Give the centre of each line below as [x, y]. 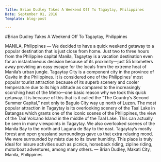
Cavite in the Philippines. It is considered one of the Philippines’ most [74, 77]
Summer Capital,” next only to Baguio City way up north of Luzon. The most [81, 103]
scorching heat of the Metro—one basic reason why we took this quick [76, 92]
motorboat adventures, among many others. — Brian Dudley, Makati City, [78, 149]
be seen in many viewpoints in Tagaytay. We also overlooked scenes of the [80, 124]
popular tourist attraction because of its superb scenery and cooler [72, 82]
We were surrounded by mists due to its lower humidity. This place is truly [79, 139]
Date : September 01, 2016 [31, 14]
